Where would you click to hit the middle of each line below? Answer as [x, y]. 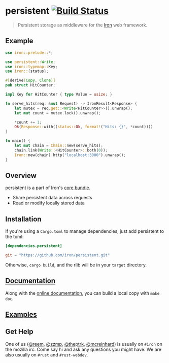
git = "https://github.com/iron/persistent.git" [58, 255]
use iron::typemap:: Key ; [31, 67]
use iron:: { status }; [27, 71]
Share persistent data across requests [52, 198]
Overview [21, 175]
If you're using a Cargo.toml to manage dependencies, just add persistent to [84, 231]
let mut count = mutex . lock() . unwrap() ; [58, 113]
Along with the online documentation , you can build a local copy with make [82, 293]
